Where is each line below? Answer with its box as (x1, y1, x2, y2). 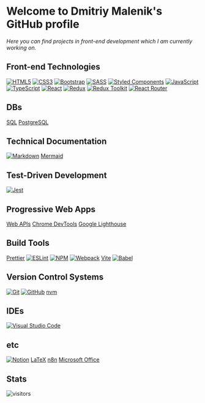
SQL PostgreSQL (6, 118, 49, 126)
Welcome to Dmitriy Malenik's (6, 4, 163, 18)
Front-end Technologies (6, 62, 100, 72)
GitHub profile (6, 17, 80, 31)
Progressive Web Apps (6, 204, 96, 215)
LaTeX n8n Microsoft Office (30, 356, 100, 363)
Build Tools (6, 238, 50, 248)
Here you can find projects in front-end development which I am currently (6, 37, 193, 45)
